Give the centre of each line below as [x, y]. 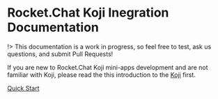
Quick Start [23, 88]
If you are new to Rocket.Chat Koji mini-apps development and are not [108, 67]
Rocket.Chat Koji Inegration [88, 13]
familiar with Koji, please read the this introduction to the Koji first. [102, 75]
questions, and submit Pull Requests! [60, 54]
